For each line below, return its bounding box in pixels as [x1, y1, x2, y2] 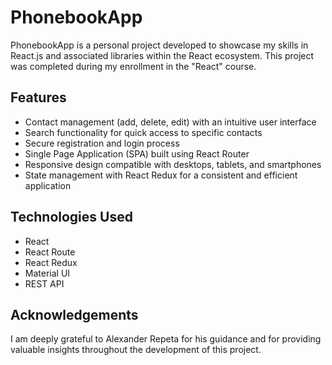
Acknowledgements [10, 306, 139, 323]
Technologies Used [10, 209, 133, 226]
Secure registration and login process [24, 137, 180, 149]
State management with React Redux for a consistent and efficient [24, 169, 298, 181]
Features [10, 89, 67, 106]
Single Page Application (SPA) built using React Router [24, 147, 250, 160]
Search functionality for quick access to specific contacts [24, 126, 263, 138]
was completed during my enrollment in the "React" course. [10, 60, 257, 72]
